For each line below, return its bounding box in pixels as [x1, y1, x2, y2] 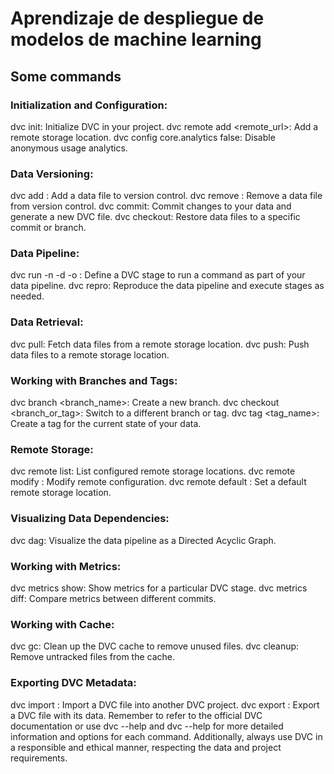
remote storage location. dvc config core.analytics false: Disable [10, 131, 276, 143]
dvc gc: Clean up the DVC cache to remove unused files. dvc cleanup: [10, 640, 300, 652]
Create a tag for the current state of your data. [10, 418, 202, 430]
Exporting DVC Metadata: [10, 676, 137, 690]
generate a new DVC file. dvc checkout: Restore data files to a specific [10, 211, 301, 223]
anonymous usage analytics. [10, 142, 128, 154]
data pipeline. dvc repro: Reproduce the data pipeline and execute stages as [10, 280, 325, 292]
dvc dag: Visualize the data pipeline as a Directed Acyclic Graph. [10, 534, 277, 546]
